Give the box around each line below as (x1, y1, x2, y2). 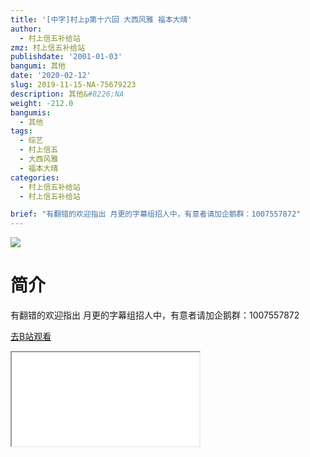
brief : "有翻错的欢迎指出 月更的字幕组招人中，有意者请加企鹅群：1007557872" (10, 209, 302, 220)
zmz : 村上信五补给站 (10, 42, 86, 53)
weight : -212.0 (10, 98, 74, 108)
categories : (10, 172, 60, 183)
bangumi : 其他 (10, 61, 67, 71)
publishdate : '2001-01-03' (10, 52, 123, 62)
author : (10, 24, 43, 34)
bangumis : (10, 107, 52, 118)
